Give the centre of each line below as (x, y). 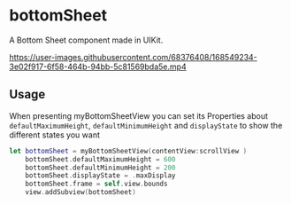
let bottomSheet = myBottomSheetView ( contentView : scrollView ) (128, 151)
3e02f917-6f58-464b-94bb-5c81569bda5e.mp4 (98, 67)
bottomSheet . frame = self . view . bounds (96, 184)
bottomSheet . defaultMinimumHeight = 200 (100, 168)
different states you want (54, 135)
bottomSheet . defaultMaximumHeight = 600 (100, 159)
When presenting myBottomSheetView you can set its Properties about (138, 115)
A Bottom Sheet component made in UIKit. (86, 40)
